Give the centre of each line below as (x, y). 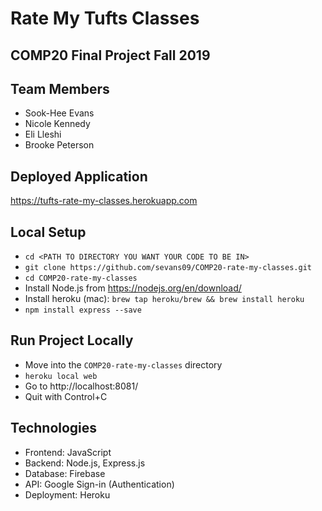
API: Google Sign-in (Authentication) (99, 484)
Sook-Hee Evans (59, 113)
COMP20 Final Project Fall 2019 (110, 55)
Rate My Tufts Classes (105, 18)
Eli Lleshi (43, 134)
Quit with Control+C (66, 396)
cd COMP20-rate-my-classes (81, 278)
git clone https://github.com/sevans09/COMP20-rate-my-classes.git (168, 268)
